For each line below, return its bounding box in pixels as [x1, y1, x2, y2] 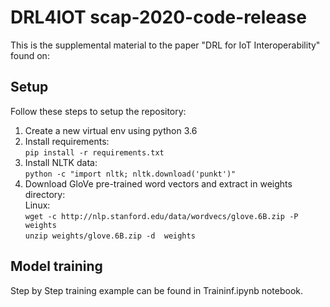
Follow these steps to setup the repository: [10, 105, 187, 117]
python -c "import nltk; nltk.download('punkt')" [24, 169, 237, 179]
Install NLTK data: [24, 156, 98, 168]
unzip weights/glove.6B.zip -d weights [24, 231, 196, 241]
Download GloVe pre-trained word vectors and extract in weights [24, 177, 293, 190]
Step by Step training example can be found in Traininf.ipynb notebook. [10, 284, 304, 296]
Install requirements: [24, 135, 110, 147]
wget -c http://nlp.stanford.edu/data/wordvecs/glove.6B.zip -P [24, 211, 299, 221]
